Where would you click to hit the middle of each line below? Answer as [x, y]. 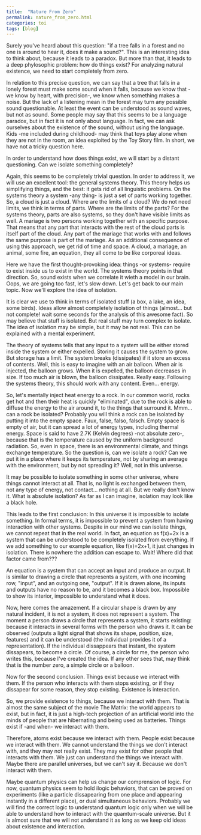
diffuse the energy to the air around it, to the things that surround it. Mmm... [99, 408]
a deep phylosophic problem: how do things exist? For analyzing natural [95, 65]
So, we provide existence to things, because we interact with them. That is [98, 701]
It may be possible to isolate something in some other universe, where [93, 477]
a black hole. [22, 503]
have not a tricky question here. [45, 147]
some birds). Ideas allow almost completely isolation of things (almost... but [99, 308]
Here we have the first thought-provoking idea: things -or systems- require [98, 264]
